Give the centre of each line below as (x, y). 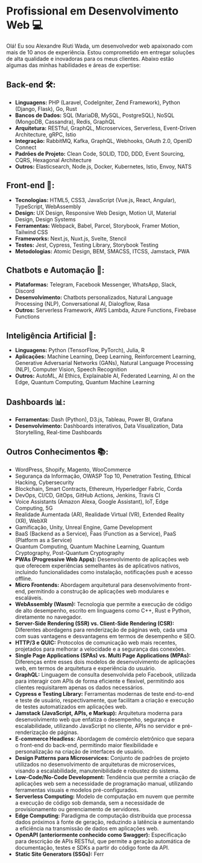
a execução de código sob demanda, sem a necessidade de (90, 803)
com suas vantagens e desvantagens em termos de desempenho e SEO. (105, 636)
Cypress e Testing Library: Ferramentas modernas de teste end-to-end (104, 694)
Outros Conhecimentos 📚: (57, 452)
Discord (25, 291)
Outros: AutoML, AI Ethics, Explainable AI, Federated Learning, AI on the (105, 376)
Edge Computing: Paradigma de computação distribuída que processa (103, 815)
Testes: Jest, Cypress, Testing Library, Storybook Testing (87, 245)
